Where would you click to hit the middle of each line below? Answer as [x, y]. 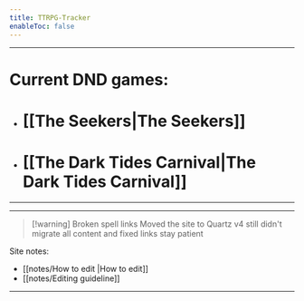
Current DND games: [89, 79]
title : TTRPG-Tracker [50, 18]
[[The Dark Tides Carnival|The [139, 163]
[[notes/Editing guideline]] [71, 278]
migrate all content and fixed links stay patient [117, 233]
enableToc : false [42, 26]
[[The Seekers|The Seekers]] [134, 121]
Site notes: [29, 251]
